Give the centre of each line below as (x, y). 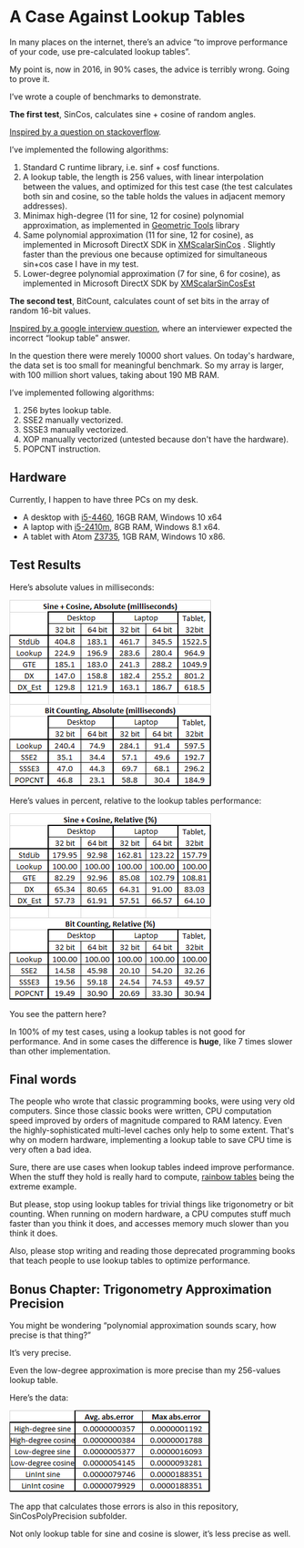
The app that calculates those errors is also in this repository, (124, 1507)
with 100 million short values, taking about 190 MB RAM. (115, 374)
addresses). (45, 206)
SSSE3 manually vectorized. (76, 429)
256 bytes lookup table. (67, 410)
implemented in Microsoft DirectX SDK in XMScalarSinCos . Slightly (149, 244)
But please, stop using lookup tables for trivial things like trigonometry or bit (152, 1205)
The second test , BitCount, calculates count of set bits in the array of (140, 300)
